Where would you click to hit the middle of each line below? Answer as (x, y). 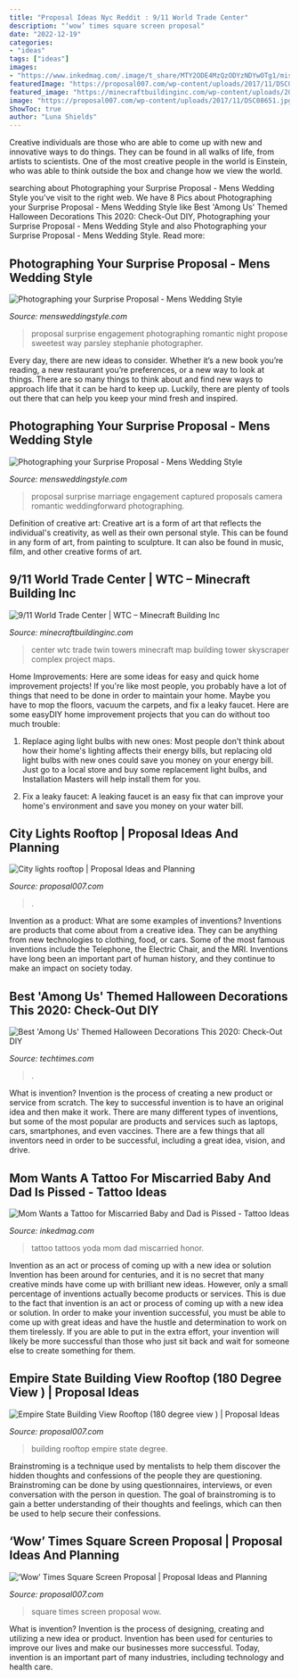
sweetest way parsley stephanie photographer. (117, 343)
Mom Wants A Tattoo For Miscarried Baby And (140, 1178)
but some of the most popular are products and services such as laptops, (144, 1121)
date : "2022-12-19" (45, 34)
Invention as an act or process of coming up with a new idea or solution (140, 1265)
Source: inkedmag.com (52, 1231)
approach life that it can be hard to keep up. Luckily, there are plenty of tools (149, 388)
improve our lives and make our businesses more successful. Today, (135, 1648)
